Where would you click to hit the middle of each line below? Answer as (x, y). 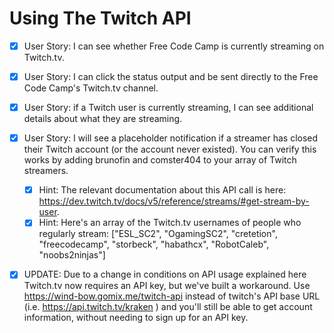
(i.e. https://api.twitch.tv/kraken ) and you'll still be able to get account (168, 307)
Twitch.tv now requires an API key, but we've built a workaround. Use (167, 286)
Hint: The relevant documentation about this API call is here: (162, 190)
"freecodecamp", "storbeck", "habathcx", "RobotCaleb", (154, 244)
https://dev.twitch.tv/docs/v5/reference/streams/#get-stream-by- (174, 201)
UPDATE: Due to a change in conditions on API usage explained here (165, 274)
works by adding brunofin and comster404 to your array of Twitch (160, 160)
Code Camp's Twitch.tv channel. (91, 88)
